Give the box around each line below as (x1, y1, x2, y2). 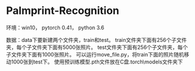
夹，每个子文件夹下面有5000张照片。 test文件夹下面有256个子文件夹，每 (6, 44, 183, 51)
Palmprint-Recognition (6, 4, 119, 17)
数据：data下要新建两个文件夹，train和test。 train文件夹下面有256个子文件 (6, 36, 187, 43)
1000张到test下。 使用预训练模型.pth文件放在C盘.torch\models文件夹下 (11, 58, 183, 65)
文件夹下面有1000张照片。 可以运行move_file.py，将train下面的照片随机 (11, 51, 184, 58)
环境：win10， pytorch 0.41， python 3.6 (6, 24, 105, 31)
